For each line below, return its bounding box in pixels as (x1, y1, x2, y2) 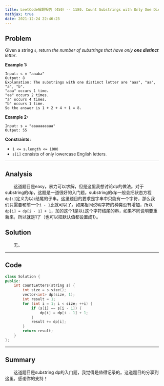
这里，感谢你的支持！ (5, 375, 48, 381)
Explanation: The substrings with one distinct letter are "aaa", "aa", (5, 80, 156, 85)
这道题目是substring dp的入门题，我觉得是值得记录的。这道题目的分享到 (14, 369, 159, 375)
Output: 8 (5, 76, 25, 81)
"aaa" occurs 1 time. (5, 88, 49, 93)
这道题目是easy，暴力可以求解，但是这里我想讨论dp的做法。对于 (14, 184, 144, 189)
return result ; (22, 328, 54, 334)
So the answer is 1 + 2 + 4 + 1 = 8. (5, 106, 82, 110)
